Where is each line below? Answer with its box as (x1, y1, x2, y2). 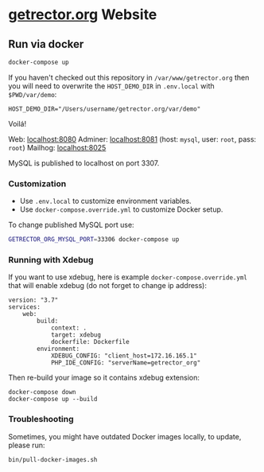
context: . (50, 324, 87, 332)
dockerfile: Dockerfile (50, 338, 130, 346)
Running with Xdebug (8, 254, 94, 265)
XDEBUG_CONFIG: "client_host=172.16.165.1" (50, 352, 197, 360)
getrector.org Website (8, 6, 157, 24)
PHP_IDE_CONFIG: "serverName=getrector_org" (50, 359, 201, 367)
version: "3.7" (8, 296, 59, 304)
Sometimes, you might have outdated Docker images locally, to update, (8, 431, 242, 441)
